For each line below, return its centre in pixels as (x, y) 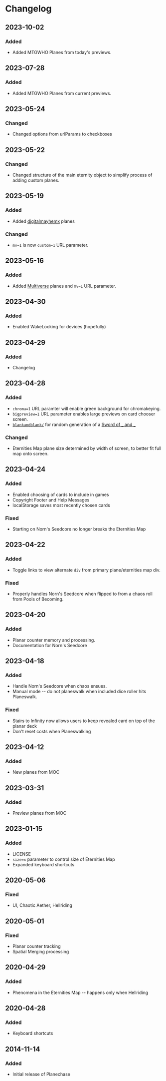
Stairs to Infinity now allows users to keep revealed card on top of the (84, 721)
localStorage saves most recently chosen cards (61, 505)
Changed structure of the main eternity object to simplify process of (82, 175)
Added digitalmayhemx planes (43, 221)
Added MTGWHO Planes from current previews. (62, 93)
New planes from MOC (36, 772)
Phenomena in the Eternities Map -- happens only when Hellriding (80, 992)
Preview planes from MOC (39, 813)
